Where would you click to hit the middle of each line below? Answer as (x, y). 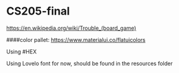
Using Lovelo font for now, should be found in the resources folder (89, 63)
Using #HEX (22, 51)
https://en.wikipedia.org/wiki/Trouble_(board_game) (71, 28)
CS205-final (38, 11)
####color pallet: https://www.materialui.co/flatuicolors (76, 40)
